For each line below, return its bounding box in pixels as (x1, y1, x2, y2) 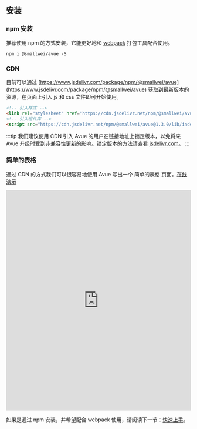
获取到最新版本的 (147, 86, 189, 93)
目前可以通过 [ (6, 78, 41, 85)
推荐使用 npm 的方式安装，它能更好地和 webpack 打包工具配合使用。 (6, 39, 174, 46)
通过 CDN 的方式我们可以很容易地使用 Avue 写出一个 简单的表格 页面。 (6, 170, 177, 177)
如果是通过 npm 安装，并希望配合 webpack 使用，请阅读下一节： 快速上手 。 (6, 416, 189, 423)
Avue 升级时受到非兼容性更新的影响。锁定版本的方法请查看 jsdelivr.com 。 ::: (6, 140, 190, 147)
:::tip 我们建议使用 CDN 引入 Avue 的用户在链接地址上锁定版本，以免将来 (6, 133, 181, 140)
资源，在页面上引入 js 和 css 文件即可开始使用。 (6, 93, 122, 100)
